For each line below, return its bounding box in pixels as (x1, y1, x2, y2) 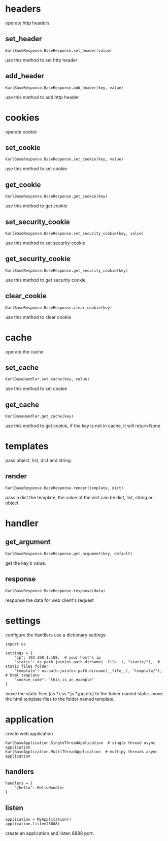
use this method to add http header (5, 94, 79, 100)
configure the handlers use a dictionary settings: (5, 632, 107, 638)
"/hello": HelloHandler (14, 785, 65, 790)
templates (5, 440, 49, 452)
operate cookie (5, 128, 37, 135)
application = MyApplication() (5, 817, 72, 822)
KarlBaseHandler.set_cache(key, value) (5, 377, 90, 382)
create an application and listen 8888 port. (5, 830, 94, 836)
